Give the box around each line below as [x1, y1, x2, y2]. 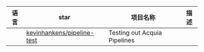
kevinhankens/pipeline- [26, 28, 95, 37]
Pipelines [108, 36, 135, 44]
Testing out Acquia [108, 28, 162, 37]
